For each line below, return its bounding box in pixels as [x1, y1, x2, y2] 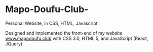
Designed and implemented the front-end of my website [5, 30, 123, 36]
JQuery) [5, 40, 23, 46]
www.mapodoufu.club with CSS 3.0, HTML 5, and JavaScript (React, [5, 35, 148, 41]
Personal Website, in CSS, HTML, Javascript [5, 20, 98, 26]
